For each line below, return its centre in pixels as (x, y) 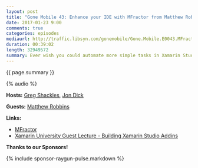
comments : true (25, 28)
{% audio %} (22, 84)
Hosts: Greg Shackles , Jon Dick (45, 95)
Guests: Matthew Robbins (38, 106)
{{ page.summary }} (30, 72)
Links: (14, 118)
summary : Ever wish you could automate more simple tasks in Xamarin (93, 55)
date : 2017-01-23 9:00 (34, 22)
